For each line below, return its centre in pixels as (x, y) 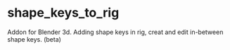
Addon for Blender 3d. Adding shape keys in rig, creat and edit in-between (115, 32)
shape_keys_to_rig (63, 13)
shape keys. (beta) (34, 39)
